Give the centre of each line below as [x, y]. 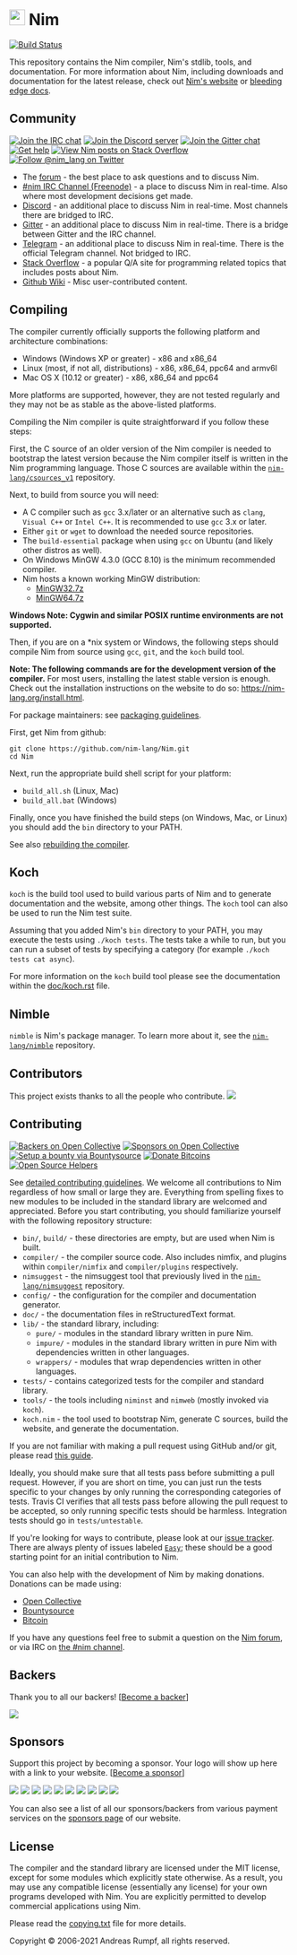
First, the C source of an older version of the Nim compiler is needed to [140, 448]
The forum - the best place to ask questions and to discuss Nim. [140, 177]
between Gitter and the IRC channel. [89, 234]
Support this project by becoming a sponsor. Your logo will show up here [143, 1763]
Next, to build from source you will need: [84, 494]
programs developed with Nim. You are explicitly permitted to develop [138, 1897]
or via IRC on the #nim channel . [67, 1647]
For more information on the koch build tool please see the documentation [145, 977]
